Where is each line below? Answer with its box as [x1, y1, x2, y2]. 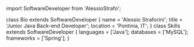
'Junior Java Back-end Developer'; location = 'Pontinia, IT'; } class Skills [6, 23, 181, 29]
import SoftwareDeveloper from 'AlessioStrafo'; [6, 5, 121, 12]
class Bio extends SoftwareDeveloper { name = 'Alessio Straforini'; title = [6, 16, 183, 23]
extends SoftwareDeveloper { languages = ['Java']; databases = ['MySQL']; [6, 28, 189, 35]
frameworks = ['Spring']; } [6, 35, 70, 41]
